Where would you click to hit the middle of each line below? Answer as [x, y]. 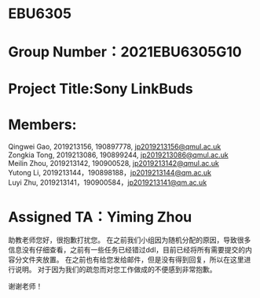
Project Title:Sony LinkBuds [101, 88]
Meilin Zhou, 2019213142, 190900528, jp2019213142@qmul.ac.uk [114, 163]
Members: [42, 125]
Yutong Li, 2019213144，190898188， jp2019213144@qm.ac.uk [110, 172]
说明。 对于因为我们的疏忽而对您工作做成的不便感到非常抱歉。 [115, 270]
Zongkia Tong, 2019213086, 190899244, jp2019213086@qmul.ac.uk [119, 155]
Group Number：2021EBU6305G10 [125, 52]
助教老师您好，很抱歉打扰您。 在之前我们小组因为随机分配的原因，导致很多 [130, 240]
